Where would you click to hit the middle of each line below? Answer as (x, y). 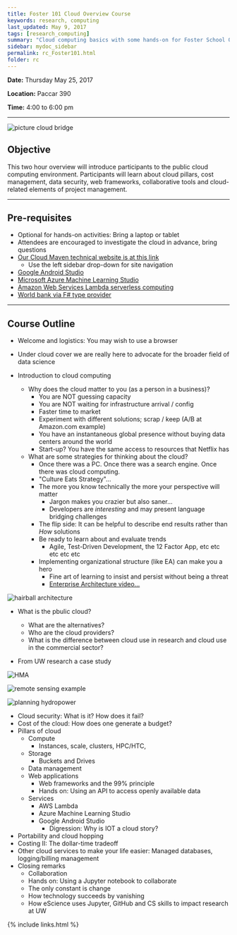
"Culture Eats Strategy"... (75, 479)
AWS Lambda (59, 806)
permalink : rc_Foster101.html (52, 54)
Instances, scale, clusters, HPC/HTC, (92, 746)
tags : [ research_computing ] (49, 34)
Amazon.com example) (72, 427)
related (18, 189)
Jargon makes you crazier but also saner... (111, 502)
